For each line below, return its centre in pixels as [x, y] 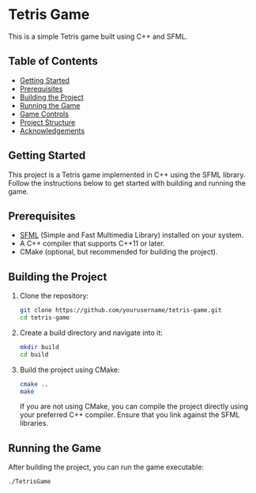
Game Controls [44, 114]
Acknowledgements [52, 130]
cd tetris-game [45, 318]
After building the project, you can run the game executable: [106, 467]
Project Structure [47, 122]
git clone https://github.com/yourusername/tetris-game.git [120, 310]
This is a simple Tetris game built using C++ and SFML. [98, 36]
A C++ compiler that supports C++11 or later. [92, 243]
